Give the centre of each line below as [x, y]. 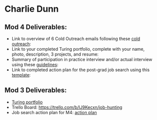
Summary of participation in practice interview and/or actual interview [82, 59]
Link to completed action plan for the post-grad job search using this [80, 70]
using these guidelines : [35, 65]
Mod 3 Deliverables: [36, 90]
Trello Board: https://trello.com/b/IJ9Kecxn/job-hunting [67, 107]
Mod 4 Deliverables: [36, 27]
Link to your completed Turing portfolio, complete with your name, [78, 49]
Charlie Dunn [32, 9]
